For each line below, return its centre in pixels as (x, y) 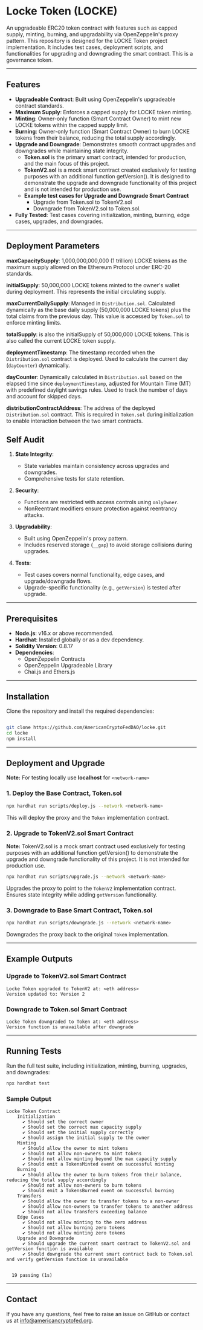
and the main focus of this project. (67, 163)
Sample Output (29, 1098)
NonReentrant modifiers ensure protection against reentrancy (101, 508)
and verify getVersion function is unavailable (67, 1259)
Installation (28, 696)
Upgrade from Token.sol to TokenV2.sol (82, 202)
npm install (21, 739)
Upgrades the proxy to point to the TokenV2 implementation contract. (91, 888)
